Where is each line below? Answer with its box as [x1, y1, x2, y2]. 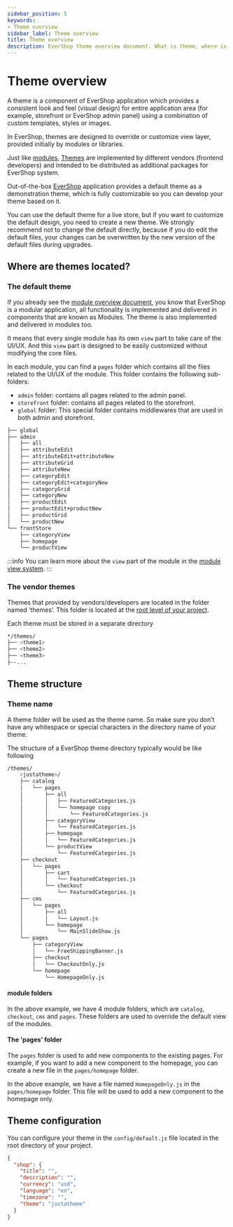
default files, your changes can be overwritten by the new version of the [7, 232, 216, 241]
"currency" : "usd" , [20, 1181, 77, 1188]
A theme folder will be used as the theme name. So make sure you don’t [7, 715, 215, 723]
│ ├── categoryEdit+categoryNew [7, 479, 108, 486]
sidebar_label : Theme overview [7, 29, 99, 37]
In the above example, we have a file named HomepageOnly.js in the [7, 1080, 201, 1088]
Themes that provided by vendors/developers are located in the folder [7, 598, 210, 606]
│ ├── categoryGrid [7, 485, 71, 492]
